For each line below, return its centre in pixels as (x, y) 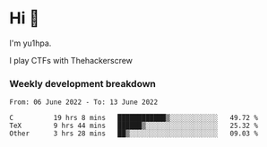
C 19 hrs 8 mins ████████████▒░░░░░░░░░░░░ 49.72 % (133, 118)
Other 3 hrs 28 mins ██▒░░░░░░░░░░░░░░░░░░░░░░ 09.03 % (133, 134)
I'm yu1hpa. (30, 43)
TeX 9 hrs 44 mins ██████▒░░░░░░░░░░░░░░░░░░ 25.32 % (133, 126)
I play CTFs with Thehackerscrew (71, 60)
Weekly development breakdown (83, 83)
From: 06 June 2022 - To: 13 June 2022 (84, 102)
